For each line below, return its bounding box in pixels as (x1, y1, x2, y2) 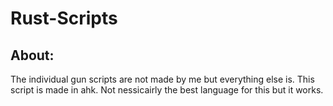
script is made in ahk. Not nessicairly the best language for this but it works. (10, 84, 324, 96)
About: (10, 47, 55, 64)
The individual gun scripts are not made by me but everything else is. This (10, 73, 315, 85)
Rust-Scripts (10, 7, 118, 30)
